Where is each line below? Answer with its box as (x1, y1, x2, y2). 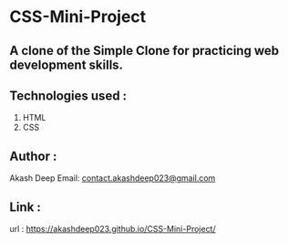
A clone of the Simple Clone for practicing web (9, 43, 280, 58)
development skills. (9, 57, 124, 72)
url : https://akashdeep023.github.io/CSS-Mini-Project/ (9, 224, 216, 235)
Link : (9, 199, 41, 215)
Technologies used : (9, 88, 128, 103)
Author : (9, 148, 57, 164)
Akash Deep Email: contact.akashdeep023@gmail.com (9, 173, 216, 184)
